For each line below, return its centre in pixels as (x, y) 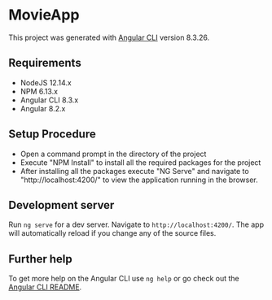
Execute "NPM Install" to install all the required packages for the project (140, 162)
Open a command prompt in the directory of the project (113, 154)
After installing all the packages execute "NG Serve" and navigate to (135, 171)
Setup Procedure (52, 135)
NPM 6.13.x (39, 91)
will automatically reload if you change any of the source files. (112, 233)
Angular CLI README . (45, 287)
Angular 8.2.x (43, 108)
